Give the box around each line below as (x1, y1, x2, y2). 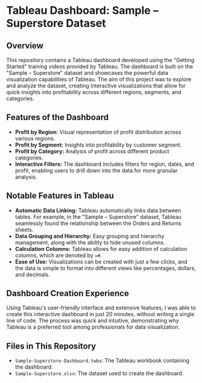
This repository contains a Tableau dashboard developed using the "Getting (6, 57, 195, 63)
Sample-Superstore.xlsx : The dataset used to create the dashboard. (14, 370, 184, 377)
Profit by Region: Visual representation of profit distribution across (14, 128, 181, 136)
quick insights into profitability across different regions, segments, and (6, 89, 181, 95)
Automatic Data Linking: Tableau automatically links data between (14, 206, 181, 214)
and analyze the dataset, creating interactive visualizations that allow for (6, 82, 186, 89)
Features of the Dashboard (6, 112, 109, 122)
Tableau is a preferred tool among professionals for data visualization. (6, 323, 180, 331)
